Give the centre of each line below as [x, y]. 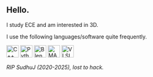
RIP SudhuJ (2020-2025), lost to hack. [55, 67]
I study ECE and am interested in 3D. [52, 24]
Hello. [18, 10]
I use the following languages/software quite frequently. [77, 37]
